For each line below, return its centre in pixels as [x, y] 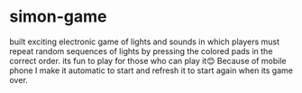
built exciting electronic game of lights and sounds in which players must [145, 42]
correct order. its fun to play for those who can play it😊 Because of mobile [148, 60]
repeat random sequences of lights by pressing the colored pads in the [141, 51]
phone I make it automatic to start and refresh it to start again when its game [151, 70]
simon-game [58, 17]
